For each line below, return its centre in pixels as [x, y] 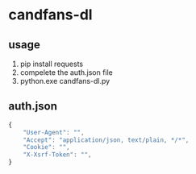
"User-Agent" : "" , [54, 132]
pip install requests [51, 64]
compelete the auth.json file [66, 72]
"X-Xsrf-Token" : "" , [57, 155]
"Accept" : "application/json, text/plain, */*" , [106, 140]
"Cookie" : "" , [46, 147]
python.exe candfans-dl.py [65, 81]
